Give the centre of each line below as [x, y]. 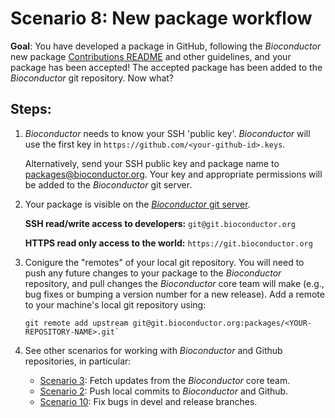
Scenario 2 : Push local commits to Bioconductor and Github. [164, 391]
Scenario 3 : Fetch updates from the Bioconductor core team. [165, 380]
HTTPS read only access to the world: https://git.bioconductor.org [168, 243]
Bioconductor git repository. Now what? [92, 78]
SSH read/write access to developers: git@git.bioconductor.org [160, 223]
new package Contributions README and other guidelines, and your [151, 56]
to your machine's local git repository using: [115, 304]
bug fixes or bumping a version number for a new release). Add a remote [174, 294]
